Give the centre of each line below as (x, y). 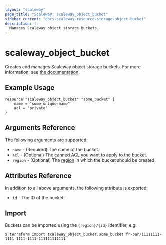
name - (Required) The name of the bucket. (56, 149)
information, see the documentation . (42, 72)
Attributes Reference (38, 176)
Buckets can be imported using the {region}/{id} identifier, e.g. (71, 225)
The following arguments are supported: (47, 140)
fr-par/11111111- (144, 234)
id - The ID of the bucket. (39, 197)
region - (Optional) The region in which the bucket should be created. (84, 160)
